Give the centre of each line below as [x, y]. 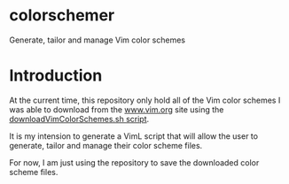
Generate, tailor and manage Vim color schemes [98, 40]
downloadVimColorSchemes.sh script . [79, 119]
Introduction [56, 76]
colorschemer [62, 15]
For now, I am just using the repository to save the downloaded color [134, 162]
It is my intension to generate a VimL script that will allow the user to [134, 136]
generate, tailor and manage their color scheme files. [106, 145]
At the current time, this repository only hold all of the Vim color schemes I [145, 100]
